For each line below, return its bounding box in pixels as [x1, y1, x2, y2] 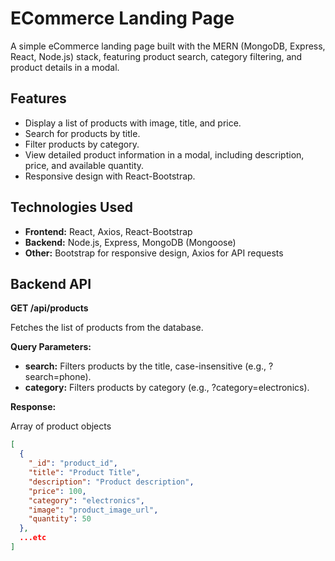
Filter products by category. [24, 138, 140, 150]
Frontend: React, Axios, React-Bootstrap [24, 225, 193, 237]
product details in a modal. [10, 61, 120, 73]
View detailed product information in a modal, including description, [24, 148, 305, 161]
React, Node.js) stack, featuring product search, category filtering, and [10, 50, 303, 62]
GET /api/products [10, 302, 89, 314]
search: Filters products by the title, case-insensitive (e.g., [24, 360, 267, 372]
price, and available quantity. [24, 159, 145, 171]
